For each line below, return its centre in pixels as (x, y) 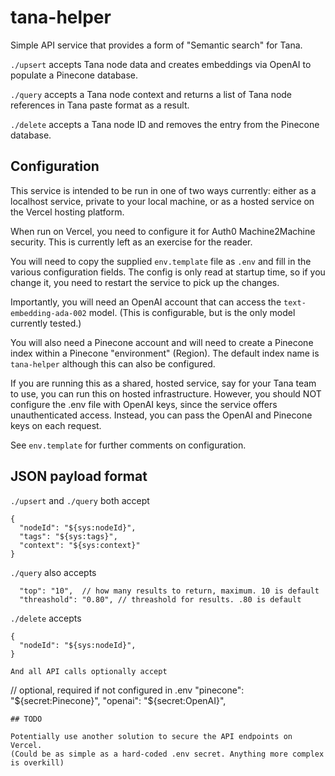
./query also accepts (53, 572)
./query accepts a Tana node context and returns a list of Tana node (151, 94)
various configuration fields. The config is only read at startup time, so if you (168, 272)
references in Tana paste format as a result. (100, 105)
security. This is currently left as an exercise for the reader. (131, 242)
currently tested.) (46, 323)
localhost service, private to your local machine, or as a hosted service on (162, 201)
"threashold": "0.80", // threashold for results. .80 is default (160, 599)
